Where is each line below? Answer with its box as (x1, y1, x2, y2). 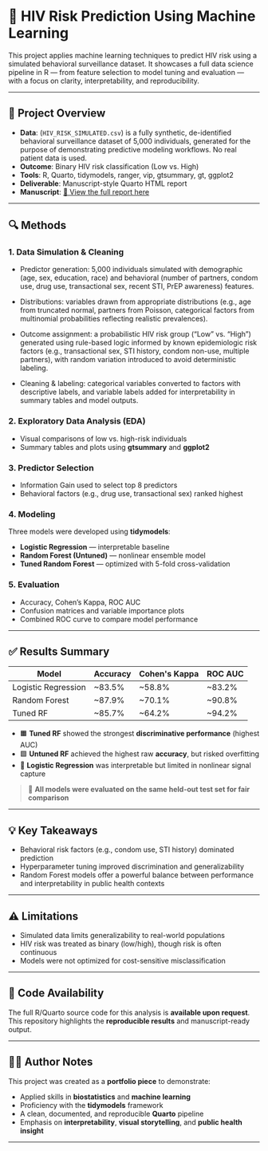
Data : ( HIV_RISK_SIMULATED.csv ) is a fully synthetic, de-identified (19, 128, 231, 137)
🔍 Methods (8, 219, 66, 232)
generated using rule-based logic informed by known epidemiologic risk (19, 338, 258, 348)
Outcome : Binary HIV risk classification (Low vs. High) (19, 161, 199, 171)
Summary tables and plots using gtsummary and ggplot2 (19, 442, 210, 451)
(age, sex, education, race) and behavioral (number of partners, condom (19, 273, 258, 282)
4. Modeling (8, 508, 56, 519)
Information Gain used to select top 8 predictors (19, 480, 178, 490)
